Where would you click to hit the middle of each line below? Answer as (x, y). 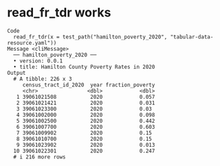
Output (16, 73)
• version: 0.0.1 (38, 61)
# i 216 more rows (40, 157)
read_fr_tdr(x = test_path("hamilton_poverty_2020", (90, 37)
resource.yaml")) (32, 43)
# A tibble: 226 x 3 (43, 79)
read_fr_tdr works (59, 13)
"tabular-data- (192, 37)
